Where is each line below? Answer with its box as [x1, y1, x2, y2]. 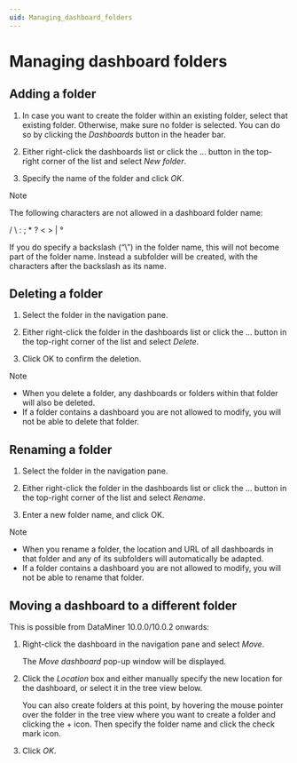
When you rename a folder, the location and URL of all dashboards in [21, 544, 274, 555]
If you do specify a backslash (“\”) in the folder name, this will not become [9, 242, 279, 252]
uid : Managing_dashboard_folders [9, 12, 133, 22]
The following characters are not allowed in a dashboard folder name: [9, 207, 263, 218]
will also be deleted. [21, 397, 96, 409]
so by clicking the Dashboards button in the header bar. [21, 129, 226, 139]
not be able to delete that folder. [21, 417, 140, 427]
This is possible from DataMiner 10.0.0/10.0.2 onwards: [9, 622, 210, 632]
